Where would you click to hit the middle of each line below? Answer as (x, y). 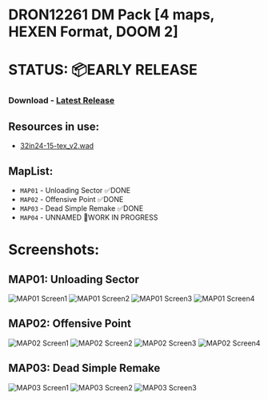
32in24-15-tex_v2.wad (57, 146)
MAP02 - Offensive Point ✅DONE (72, 199)
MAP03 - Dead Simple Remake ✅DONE (82, 208)
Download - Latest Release (61, 100)
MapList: (31, 171)
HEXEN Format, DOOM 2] (93, 32)
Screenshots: (54, 250)
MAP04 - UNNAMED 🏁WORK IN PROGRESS (89, 217)
